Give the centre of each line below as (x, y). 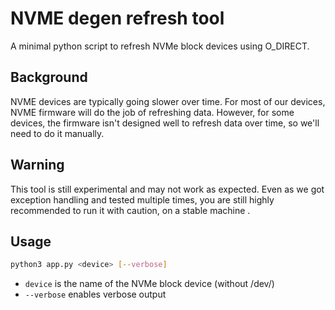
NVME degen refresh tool (117, 18)
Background (49, 77)
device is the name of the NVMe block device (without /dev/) (149, 284)
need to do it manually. (57, 133)
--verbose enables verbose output (95, 294)
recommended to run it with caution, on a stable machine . (130, 210)
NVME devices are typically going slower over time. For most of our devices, (168, 101)
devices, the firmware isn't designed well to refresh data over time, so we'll (165, 123)
